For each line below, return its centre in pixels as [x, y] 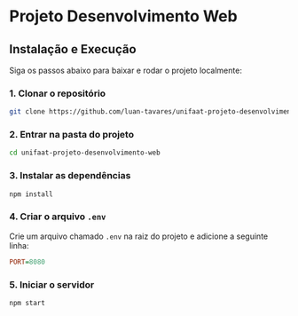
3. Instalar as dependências [70, 176]
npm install [31, 194]
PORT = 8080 [27, 262]
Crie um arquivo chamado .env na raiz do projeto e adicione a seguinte [139, 236]
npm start [27, 303]
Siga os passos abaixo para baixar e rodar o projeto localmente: [125, 70]
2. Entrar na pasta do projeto [72, 135]
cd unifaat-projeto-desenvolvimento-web [85, 153]
